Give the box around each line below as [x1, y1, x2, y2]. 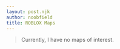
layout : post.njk [6, 8, 50, 15]
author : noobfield [6, 14, 53, 20]
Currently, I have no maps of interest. [21, 36, 114, 44]
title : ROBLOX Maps [6, 20, 56, 26]
